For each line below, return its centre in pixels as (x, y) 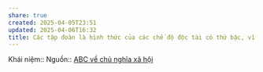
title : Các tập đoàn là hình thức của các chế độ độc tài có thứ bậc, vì (132, 37)
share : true (28, 15)
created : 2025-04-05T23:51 (52, 23)
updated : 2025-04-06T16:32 (52, 30)
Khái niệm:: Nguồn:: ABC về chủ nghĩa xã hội (81, 59)
